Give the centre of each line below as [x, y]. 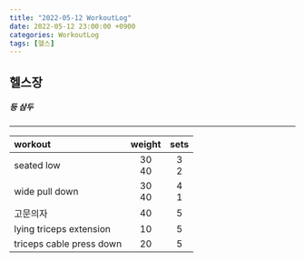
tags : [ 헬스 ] [32, 43]
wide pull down [46, 191]
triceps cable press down [68, 244]
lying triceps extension [62, 228]
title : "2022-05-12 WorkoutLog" [70, 18]
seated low [37, 165]
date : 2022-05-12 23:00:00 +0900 [73, 26]
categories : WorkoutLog [54, 35]
